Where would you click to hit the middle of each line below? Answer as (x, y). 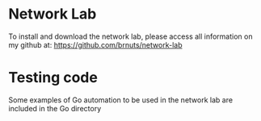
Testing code (53, 78)
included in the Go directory (55, 108)
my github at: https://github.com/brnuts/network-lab (95, 44)
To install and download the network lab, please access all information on (130, 36)
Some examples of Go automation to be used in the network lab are (120, 100)
